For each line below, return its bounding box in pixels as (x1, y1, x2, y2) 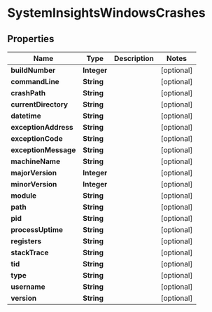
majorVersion (10, 168, 57, 177)
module (10, 191, 37, 201)
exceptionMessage (10, 145, 76, 155)
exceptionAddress (10, 123, 73, 132)
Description (114, 54, 154, 63)
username (10, 282, 45, 292)
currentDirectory (10, 100, 69, 109)
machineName (10, 156, 61, 166)
